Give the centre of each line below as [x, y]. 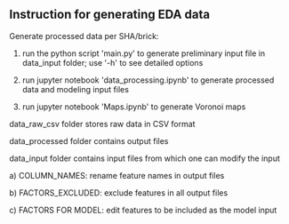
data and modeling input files [75, 89]
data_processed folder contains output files [89, 140]
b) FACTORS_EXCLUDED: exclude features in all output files [119, 192]
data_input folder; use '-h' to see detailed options [112, 62]
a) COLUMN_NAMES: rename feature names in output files [117, 175]
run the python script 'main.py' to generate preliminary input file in [143, 53]
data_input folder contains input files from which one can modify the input [144, 158]
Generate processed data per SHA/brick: [84, 36]
